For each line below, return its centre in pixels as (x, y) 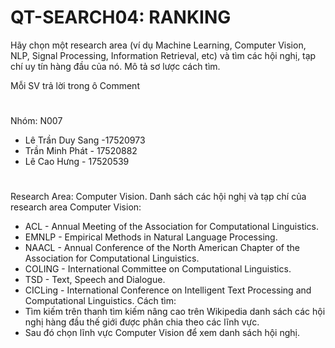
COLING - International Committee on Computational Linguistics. (158, 269)
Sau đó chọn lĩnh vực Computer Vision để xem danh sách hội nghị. (162, 333)
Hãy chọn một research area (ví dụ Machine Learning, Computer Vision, (158, 45)
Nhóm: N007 (36, 121)
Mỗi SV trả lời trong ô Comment (75, 85)
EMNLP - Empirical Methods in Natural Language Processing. (151, 237)
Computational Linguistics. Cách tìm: (100, 301)
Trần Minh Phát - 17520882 (81, 151)
